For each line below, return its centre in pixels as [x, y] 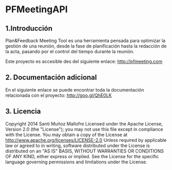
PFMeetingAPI [36, 9]
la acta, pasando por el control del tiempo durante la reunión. [70, 51]
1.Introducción [29, 28]
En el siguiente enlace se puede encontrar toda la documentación [75, 90]
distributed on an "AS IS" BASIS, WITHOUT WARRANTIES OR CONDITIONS [85, 151]
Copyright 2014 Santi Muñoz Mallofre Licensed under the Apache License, [84, 123]
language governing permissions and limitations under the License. [76, 162]
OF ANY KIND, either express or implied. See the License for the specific [82, 156]
